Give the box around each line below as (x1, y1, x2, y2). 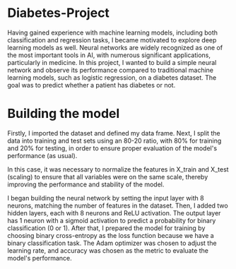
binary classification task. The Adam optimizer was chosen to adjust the (7, 239, 217, 247)
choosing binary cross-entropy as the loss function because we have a (7, 231, 214, 239)
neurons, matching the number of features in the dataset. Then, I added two (7, 201, 228, 210)
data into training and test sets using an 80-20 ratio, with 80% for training (7, 136, 222, 145)
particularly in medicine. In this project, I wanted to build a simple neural (7, 58, 217, 66)
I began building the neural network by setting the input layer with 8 (7, 193, 204, 202)
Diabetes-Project (7, 5, 110, 21)
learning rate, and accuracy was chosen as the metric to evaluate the (7, 246, 209, 255)
